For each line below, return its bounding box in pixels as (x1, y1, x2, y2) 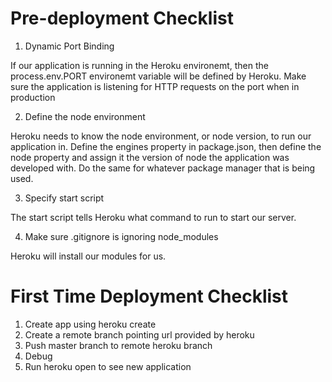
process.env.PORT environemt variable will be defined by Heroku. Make (10, 70, 307, 82)
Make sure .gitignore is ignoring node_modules (24, 230, 219, 242)
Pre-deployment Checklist (10, 7, 234, 30)
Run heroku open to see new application (24, 360, 192, 372)
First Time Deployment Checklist (10, 285, 288, 308)
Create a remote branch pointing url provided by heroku (24, 328, 255, 341)
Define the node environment (24, 110, 146, 122)
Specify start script (24, 192, 105, 204)
